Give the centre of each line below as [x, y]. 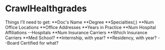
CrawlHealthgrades [46, 9]
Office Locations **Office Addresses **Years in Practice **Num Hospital [81, 27]
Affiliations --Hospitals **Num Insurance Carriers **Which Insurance [76, 32]
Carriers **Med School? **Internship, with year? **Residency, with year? [81, 38]
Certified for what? [40, 43]
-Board [12, 43]
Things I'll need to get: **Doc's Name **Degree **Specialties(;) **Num [80, 22]
